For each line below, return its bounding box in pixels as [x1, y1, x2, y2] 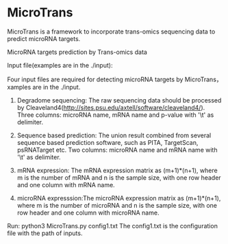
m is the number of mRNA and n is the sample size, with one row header [16, 173, 221, 182]
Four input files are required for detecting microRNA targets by [7, 75, 183, 83]
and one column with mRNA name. [16, 180, 115, 189]
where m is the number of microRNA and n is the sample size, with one [16, 201, 218, 209]
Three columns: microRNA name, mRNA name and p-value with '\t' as [16, 111, 214, 119]
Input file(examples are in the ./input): [7, 61, 113, 69]
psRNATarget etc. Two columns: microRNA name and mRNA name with [16, 146, 218, 154]
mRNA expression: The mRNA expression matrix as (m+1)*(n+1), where [16, 166, 218, 174]
